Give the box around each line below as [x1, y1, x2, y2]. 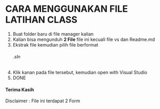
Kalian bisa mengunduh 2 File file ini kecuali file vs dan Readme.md [12, 36, 155, 42]
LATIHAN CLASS [5, 14, 78, 26]
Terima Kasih [5, 86, 34, 93]
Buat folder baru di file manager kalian [12, 31, 94, 37]
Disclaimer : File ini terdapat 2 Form [5, 98, 81, 104]
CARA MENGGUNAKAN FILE [5, 3, 128, 15]
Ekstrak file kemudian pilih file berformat [12, 41, 98, 48]
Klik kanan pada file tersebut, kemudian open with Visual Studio [12, 70, 148, 76]
